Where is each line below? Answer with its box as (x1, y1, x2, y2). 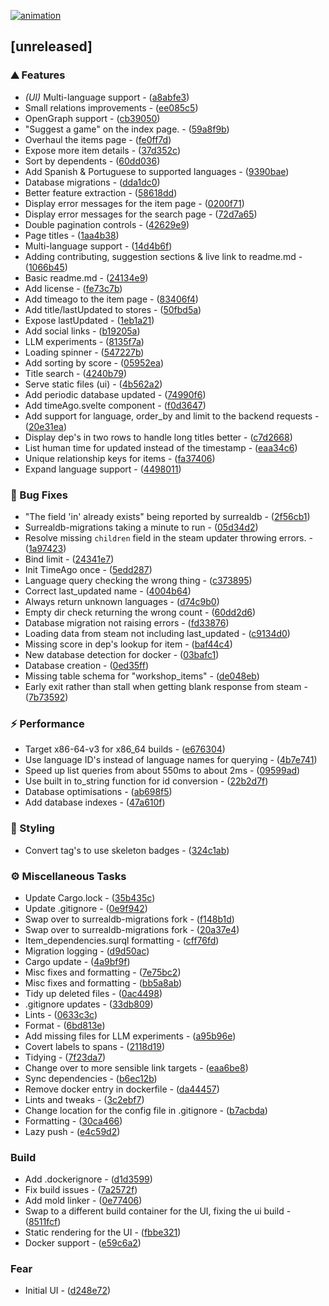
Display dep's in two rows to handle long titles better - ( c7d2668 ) (24, 431, 293, 443)
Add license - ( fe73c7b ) (24, 282, 123, 294)
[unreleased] (10, 38, 93, 55)
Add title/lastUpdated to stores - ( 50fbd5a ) (24, 303, 202, 315)
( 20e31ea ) (24, 420, 68, 432)
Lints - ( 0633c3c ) (24, 1008, 98, 1020)
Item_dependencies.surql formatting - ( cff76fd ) (24, 934, 220, 946)
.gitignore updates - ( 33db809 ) (24, 998, 154, 1010)
